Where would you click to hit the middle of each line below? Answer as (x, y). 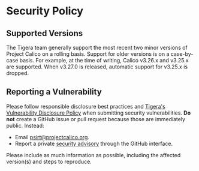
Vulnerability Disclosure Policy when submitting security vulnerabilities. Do (99, 113)
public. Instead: (25, 125)
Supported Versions (44, 33)
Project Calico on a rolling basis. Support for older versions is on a (88, 54)
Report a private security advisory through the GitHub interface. (94, 143)
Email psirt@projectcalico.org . (52, 137)
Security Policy (45, 11)
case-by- (182, 54)
